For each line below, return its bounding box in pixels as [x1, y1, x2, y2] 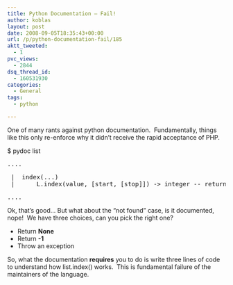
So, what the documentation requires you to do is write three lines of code [7, 255, 221, 263]
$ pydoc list [7, 147, 41, 155]
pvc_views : [7, 56, 39, 63]
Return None [17, 227, 54, 235]
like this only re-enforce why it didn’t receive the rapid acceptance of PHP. [7, 133, 221, 141]
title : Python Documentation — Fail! [7, 10, 116, 17]
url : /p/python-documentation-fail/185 [7, 36, 123, 43]
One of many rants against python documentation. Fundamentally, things [7, 126, 217, 134]
